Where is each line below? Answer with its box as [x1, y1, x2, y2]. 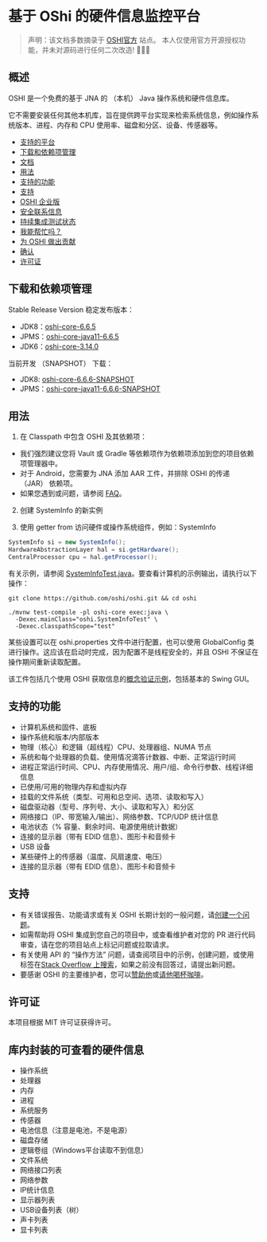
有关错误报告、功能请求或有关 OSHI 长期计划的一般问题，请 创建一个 [19, 909, 243, 920]
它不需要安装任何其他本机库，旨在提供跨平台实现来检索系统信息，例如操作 [8, 110, 252, 119]
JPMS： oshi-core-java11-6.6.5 [19, 331, 119, 341]
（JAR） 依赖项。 [19, 478, 78, 488]
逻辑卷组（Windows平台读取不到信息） [19, 1146, 149, 1155]
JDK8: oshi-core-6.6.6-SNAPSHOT [19, 374, 135, 384]
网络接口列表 [19, 1166, 62, 1175]
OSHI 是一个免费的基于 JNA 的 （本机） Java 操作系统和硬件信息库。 [8, 93, 234, 103]
